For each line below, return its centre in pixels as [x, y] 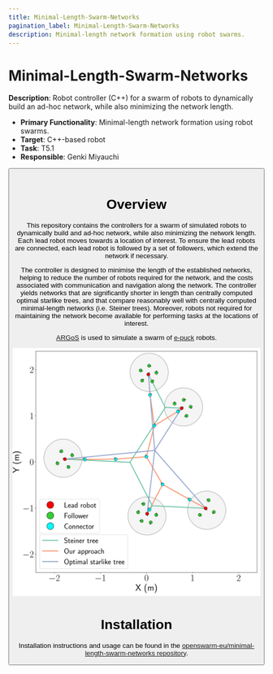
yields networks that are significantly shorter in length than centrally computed [136, 293]
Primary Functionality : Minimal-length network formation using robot [136, 123]
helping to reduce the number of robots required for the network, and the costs [136, 278]
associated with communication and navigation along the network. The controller [136, 285]
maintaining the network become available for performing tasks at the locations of [136, 316]
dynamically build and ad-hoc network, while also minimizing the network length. [136, 233]
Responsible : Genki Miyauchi [69, 157]
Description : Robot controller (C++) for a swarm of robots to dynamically [131, 98]
